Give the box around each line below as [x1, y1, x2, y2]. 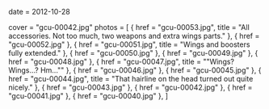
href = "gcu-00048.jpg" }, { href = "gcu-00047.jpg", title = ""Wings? [8, 57, 235, 66]
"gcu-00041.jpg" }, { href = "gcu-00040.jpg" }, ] [8, 91, 168, 100]
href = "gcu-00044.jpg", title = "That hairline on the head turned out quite [8, 74, 254, 83]
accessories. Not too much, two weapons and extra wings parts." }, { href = [8, 31, 260, 40]
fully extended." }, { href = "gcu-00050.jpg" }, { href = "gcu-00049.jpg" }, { [8, 48, 258, 57]
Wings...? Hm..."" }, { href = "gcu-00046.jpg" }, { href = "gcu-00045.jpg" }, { [8, 65, 262, 75]
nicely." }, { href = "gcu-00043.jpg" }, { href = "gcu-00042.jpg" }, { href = [8, 82, 253, 92]
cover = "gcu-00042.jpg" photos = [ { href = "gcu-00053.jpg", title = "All [8, 23, 250, 31]
